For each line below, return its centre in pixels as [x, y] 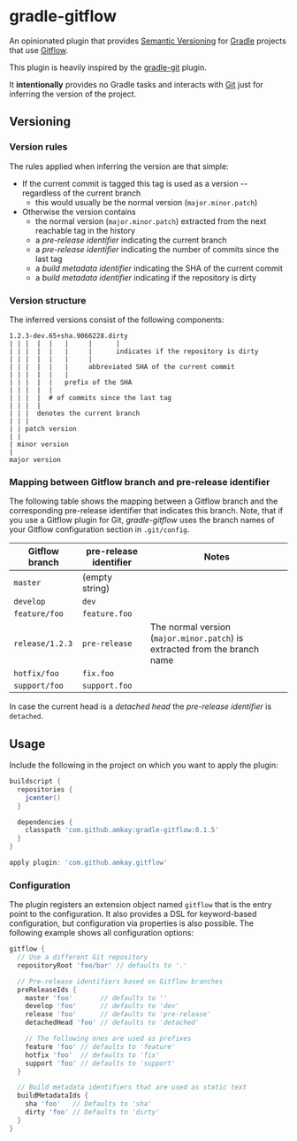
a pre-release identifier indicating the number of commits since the [157, 249]
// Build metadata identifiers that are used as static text [132, 1087]
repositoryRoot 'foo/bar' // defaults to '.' [103, 965]
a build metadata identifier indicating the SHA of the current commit [159, 268]
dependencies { [45, 822]
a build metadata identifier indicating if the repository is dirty [146, 277]
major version [35, 459]
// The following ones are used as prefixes [108, 1039]
